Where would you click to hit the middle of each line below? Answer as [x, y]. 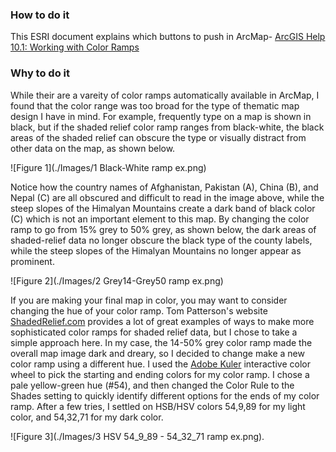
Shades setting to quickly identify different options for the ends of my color [165, 395]
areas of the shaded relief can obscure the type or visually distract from [158, 137]
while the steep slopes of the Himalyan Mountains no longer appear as [156, 250]
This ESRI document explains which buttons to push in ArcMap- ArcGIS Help [168, 37]
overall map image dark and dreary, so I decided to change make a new [157, 353]
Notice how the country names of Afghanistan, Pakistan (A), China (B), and [164, 187]
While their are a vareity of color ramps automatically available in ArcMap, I [165, 95]
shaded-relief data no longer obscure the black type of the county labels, [161, 240]
